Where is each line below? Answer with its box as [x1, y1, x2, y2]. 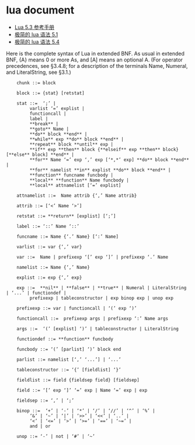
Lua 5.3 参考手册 [14, 23, 54, 30]
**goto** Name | [29, 126, 69, 132]
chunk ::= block [16, 80, 57, 85]
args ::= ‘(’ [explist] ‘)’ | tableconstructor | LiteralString [16, 326, 179, 331]
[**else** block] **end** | [6, 152, 75, 158]
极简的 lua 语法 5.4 [14, 38, 60, 45]
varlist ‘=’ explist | [29, 105, 85, 111]
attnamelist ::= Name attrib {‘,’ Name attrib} [16, 193, 137, 198]
